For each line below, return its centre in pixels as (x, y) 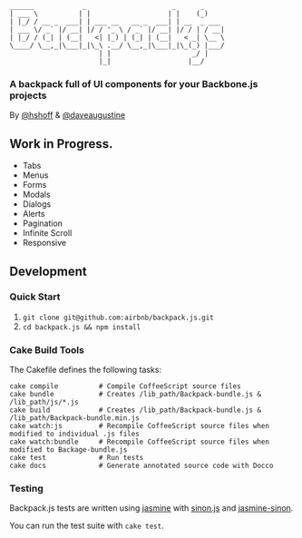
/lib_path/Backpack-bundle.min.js (75, 418)
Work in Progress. (61, 144)
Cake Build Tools (47, 349)
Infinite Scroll (47, 233)
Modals (37, 195)
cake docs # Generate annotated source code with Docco (141, 466)
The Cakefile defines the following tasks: (85, 370)
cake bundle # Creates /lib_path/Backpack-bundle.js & (135, 395)
